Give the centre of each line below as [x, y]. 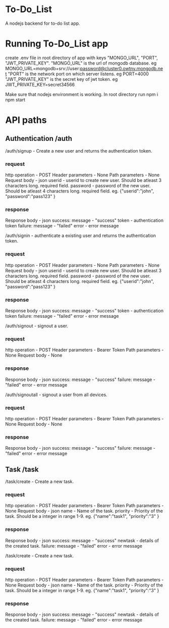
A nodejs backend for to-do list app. [43, 23]
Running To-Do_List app [57, 44]
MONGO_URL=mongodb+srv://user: [43, 68]
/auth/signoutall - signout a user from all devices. [56, 395]
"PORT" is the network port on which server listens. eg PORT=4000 [78, 74]
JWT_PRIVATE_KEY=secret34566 [40, 84]
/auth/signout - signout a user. [37, 326]
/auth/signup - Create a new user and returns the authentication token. [79, 151]
